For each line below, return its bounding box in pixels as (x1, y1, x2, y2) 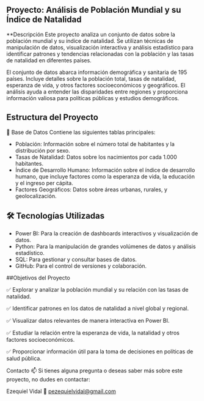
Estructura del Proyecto (6, 112, 99, 123)
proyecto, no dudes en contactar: (6, 376, 90, 383)
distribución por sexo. (15, 147, 70, 154)
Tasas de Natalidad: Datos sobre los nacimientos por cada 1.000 (15, 153, 177, 161)
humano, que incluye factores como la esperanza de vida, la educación (15, 172, 195, 180)
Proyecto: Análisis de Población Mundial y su (6, 5, 181, 15)
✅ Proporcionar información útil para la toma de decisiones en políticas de (6, 348, 194, 355)
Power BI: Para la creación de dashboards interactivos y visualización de (15, 230, 199, 237)
